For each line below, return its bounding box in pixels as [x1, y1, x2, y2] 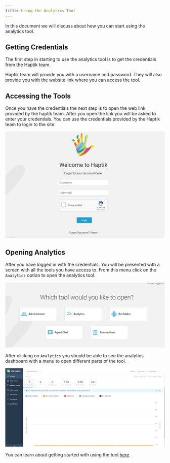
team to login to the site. [5, 121, 56, 128]
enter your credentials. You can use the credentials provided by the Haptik [5, 116, 160, 122]
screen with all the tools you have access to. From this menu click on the [5, 267, 157, 273]
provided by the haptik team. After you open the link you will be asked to [5, 111, 156, 117]
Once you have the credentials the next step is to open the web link [5, 105, 146, 111]
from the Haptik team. [5, 61, 51, 68]
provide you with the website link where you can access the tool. [5, 77, 141, 83]
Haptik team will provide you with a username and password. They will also [5, 72, 162, 78]
